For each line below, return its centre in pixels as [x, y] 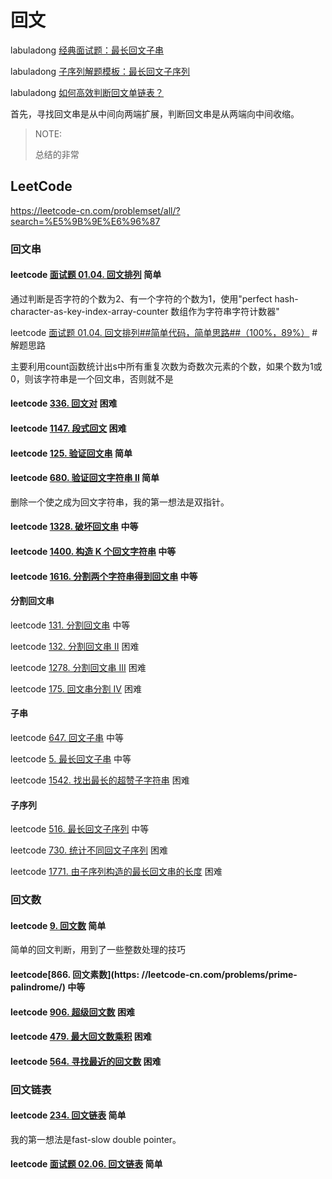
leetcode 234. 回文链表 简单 [68, 1115]
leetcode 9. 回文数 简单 [58, 925]
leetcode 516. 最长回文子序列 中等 [80, 829]
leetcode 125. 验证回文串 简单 [71, 453]
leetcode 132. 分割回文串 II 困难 [75, 646]
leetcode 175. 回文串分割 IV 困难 [76, 688]
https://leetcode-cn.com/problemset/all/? [95, 210]
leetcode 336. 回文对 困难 [64, 403]
